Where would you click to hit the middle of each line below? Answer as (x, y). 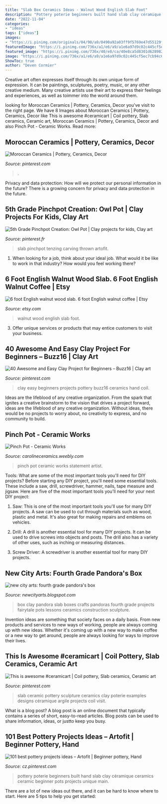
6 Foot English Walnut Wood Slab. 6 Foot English (82, 279)
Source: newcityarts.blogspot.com (41, 595)
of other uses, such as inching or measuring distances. (69, 543)
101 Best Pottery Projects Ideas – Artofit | (70, 737)
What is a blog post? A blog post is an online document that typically (75, 710)
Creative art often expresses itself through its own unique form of (72, 80)
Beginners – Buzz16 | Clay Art (52, 356)
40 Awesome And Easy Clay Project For (68, 349)
